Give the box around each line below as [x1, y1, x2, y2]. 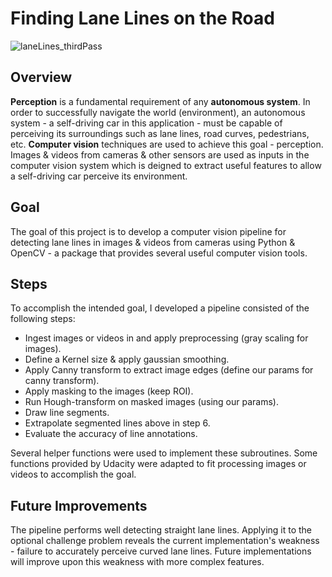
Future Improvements [10, 497, 148, 514]
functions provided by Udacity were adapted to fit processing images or [10, 458, 307, 470]
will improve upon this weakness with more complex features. [10, 556, 265, 568]
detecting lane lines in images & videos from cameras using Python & [10, 236, 296, 248]
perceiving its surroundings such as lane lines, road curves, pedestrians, [10, 127, 310, 139]
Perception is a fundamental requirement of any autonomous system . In [10, 95, 311, 107]
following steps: [10, 313, 76, 325]
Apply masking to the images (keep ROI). [24, 385, 194, 397]
